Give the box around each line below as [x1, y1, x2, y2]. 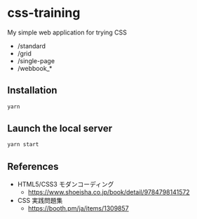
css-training [7, 5, 81, 21]
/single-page [17, 56, 55, 65]
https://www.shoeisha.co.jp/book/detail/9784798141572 [27, 188, 191, 197]
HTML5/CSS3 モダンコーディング [17, 180, 114, 189]
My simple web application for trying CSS [7, 28, 128, 36]
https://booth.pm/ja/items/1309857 [27, 204, 129, 213]
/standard [17, 41, 46, 50]
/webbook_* [17, 64, 53, 72]
